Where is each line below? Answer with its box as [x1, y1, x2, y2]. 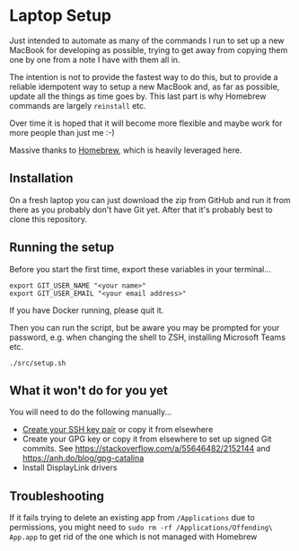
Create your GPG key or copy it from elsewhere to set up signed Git [22, 433, 272, 445]
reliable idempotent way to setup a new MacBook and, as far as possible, [9, 81, 280, 92]
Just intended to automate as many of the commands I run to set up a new [9, 35, 285, 46]
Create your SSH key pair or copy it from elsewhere [22, 424, 214, 435]
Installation [9, 171, 74, 186]
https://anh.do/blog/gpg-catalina [22, 453, 145, 464]
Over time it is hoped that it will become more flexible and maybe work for [9, 118, 283, 129]
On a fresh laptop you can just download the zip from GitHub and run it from [9, 194, 291, 205]
